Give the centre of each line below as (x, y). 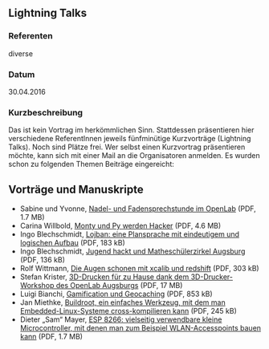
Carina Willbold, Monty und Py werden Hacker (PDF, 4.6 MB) (120, 226)
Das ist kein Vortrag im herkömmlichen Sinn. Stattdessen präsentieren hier (131, 130)
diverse (21, 53)
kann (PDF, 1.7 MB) (51, 337)
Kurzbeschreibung (45, 112)
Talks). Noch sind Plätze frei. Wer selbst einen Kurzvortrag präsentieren (127, 147)
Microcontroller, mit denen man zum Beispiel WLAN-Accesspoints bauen (141, 328)
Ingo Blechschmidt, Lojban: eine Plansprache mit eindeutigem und (129, 234)
